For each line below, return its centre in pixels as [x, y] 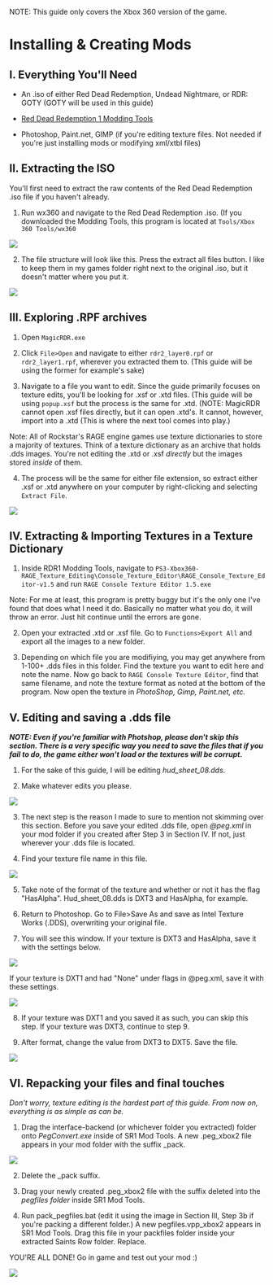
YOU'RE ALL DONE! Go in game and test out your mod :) [104, 1257]
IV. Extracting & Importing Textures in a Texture [131, 536]
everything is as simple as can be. [67, 1112]
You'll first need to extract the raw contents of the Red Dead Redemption [131, 188]
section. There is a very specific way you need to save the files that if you [136, 746]
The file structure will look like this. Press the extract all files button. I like [143, 259]
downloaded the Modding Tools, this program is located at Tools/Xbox [138, 221]
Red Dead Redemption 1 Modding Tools [87, 118]
